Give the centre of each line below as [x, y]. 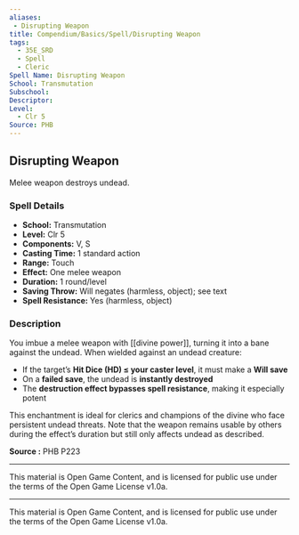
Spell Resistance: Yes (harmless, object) [97, 301]
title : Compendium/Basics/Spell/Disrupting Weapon [105, 34]
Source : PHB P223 [45, 451]
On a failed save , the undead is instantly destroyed [117, 379]
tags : [19, 42]
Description [35, 324]
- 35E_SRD [35, 51]
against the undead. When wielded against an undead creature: [125, 353]
